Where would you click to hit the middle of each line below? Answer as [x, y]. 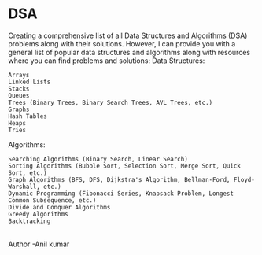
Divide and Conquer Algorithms [59, 207]
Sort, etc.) [28, 173]
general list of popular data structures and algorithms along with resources [129, 52]
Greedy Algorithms [38, 214]
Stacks [19, 89]
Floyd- [244, 179]
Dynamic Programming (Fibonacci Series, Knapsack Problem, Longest [121, 194]
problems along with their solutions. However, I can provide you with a [122, 43]
